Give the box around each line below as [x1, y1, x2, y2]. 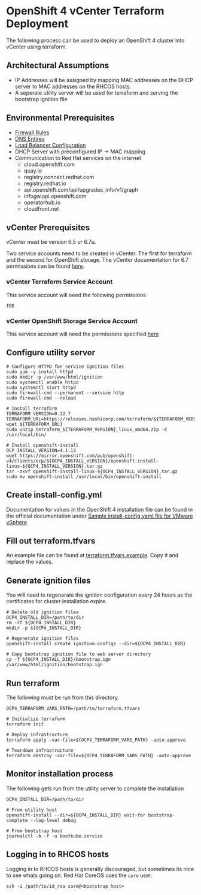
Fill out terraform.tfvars [6, 536, 96, 546]
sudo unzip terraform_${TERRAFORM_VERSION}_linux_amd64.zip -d [6, 427, 167, 433]
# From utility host [6, 807, 58, 813]
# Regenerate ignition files [6, 636, 79, 642]
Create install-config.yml [6, 490, 102, 500]
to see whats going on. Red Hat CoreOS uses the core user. [6, 872, 153, 879]
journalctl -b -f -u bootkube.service [6, 833, 103, 839]
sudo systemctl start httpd [6, 385, 77, 391]
